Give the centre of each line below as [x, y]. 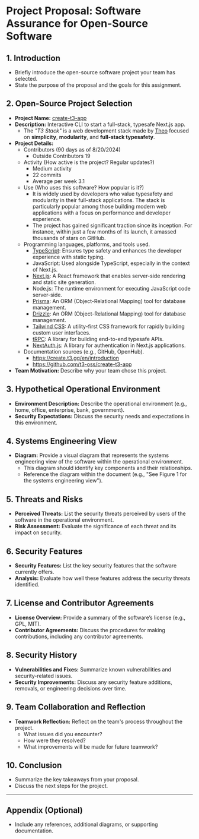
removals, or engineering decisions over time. [70, 688]
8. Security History [42, 655]
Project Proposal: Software [73, 11]
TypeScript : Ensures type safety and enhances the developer [107, 250]
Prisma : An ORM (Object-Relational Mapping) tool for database [109, 301]
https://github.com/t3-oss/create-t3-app [82, 364]
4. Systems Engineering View [62, 441]
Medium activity [52, 168]
